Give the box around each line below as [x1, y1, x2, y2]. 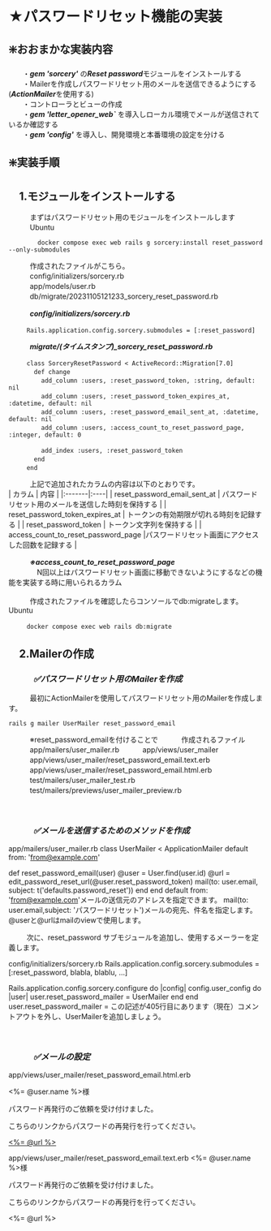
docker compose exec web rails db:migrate [26, 622, 173, 631]
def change [33, 368, 71, 377]
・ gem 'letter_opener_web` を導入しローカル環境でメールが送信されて [22, 110, 260, 118]
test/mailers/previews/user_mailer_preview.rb [29, 785, 183, 795]
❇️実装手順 [8, 156, 60, 170]
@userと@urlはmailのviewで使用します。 [8, 915, 146, 925]
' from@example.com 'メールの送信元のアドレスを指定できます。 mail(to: [8, 895, 249, 905]
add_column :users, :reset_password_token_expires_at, [41, 393, 230, 401]
